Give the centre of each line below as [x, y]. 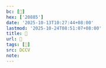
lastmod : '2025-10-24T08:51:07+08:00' [54, 28]
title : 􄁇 [17, 34]
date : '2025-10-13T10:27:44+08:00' [50, 22]
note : [13, 56]
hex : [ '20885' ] [25, 17]
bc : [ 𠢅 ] [16, 12]
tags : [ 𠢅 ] [18, 45]
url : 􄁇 [14, 39]
